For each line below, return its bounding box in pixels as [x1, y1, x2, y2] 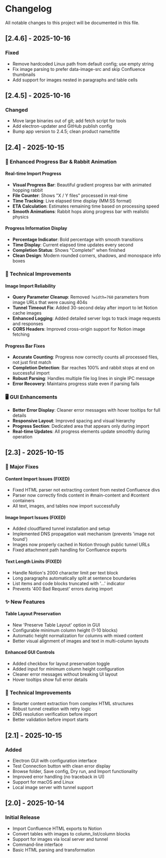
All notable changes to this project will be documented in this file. [5, 20, 140, 26]
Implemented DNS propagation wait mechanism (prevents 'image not [12, 531, 155, 537]
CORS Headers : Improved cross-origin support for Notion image [12, 326, 145, 332]
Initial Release [5, 814, 40, 821]
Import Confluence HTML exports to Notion [12, 825, 102, 831]
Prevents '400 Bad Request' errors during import [12, 586, 113, 592]
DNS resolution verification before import [12, 711, 97, 717]
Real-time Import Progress [5, 170, 61, 176]
